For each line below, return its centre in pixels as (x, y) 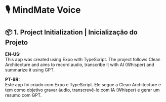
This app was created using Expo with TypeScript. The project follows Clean (83, 59)
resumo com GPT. (23, 95)
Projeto (17, 42)
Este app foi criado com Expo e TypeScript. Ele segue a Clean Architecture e (83, 85)
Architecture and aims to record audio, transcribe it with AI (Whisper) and (80, 65)
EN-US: (13, 54)
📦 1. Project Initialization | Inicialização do (71, 32)
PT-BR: (13, 79)
